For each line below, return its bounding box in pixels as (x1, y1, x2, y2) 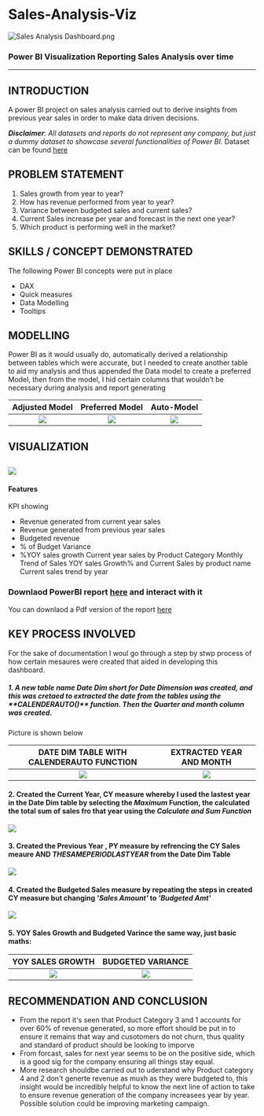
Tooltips (19, 306, 46, 315)
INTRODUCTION (8, 84, 90, 98)
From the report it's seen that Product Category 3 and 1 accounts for (19, 1015, 241, 1025)
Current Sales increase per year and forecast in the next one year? (19, 214, 236, 223)
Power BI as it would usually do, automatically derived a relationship (8, 350, 228, 359)
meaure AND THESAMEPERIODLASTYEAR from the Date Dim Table (8, 849, 231, 859)
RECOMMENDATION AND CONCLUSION (8, 994, 208, 1007)
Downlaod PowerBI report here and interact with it (8, 587, 203, 598)
